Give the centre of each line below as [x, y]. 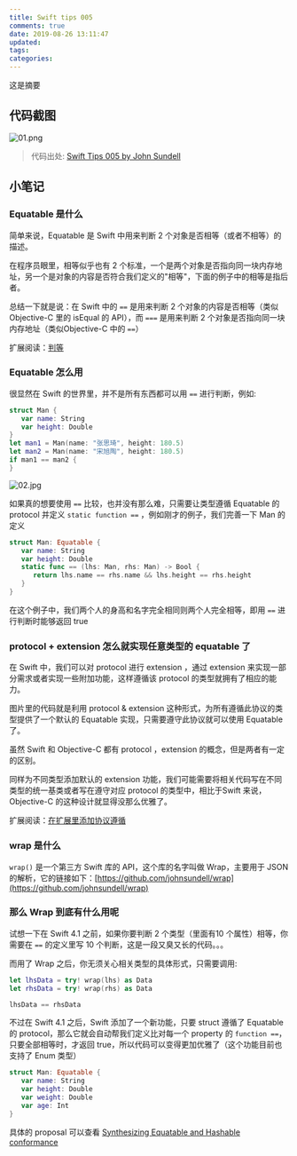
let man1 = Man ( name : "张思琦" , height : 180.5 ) [97, 443]
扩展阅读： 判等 [36, 347]
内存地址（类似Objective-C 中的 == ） [76, 329]
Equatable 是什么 [46, 214]
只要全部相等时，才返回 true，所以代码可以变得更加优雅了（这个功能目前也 [146, 1045]
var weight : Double [57, 1097]
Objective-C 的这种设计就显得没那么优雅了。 [91, 802]
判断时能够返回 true [52, 621]
